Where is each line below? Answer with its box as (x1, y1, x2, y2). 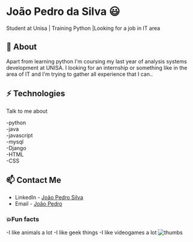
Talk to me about (6, 107, 48, 115)
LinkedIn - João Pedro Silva (14, 194, 84, 201)
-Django (6, 144, 27, 151)
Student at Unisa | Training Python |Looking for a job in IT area (6, 24, 161, 32)
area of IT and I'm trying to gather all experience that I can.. (6, 71, 153, 78)
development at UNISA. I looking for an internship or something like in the (6, 64, 188, 71)
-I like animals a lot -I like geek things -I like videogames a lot (6, 229, 157, 236)
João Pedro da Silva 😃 (6, 5, 120, 19)
